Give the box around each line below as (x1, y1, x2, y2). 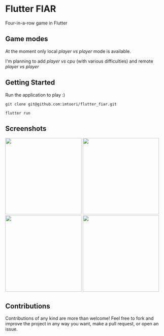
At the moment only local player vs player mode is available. (5, 48, 131, 54)
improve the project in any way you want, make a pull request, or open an (5, 321, 159, 327)
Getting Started (5, 78, 55, 87)
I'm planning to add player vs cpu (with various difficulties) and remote (5, 58, 153, 64)
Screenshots (5, 124, 47, 133)
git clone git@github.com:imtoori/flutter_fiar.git (5, 101, 117, 107)
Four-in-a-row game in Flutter (5, 20, 68, 26)
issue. (5, 326, 18, 332)
